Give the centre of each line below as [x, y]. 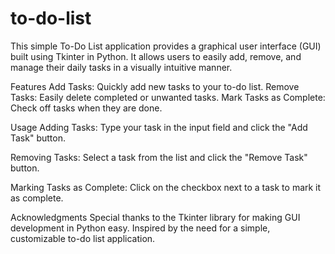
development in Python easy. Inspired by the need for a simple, [140, 228]
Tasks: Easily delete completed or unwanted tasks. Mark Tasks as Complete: [168, 97]
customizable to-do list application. [83, 238]
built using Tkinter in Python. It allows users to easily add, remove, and [156, 56]
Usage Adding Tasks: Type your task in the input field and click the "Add [159, 127]
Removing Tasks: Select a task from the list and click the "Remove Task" [159, 157]
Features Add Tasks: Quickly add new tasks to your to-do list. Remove [155, 86]
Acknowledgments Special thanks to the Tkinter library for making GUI [155, 217]
